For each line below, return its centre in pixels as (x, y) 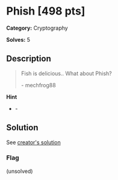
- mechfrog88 (38, 85)
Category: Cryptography (37, 28)
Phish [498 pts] (46, 11)
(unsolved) (20, 171)
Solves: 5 (18, 39)
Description (29, 59)
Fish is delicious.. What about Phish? (67, 73)
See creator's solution (34, 142)
